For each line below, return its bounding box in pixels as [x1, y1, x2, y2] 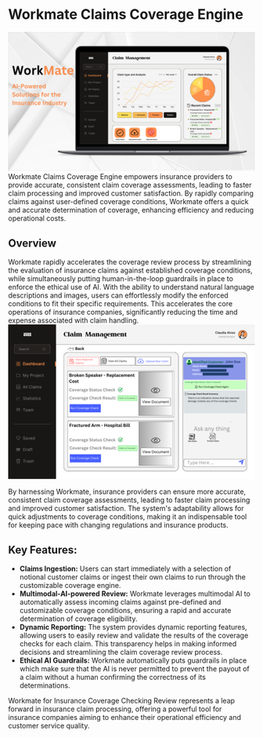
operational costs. [8, 214, 67, 223]
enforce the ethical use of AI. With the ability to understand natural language [8, 283, 254, 292]
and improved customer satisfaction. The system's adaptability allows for [8, 504, 244, 513]
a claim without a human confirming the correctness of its [19, 673, 206, 682]
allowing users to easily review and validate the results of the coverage [19, 630, 249, 641]
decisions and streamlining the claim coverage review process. [19, 648, 223, 657]
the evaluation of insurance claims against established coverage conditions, [8, 265, 253, 276]
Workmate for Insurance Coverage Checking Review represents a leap [8, 696, 236, 706]
